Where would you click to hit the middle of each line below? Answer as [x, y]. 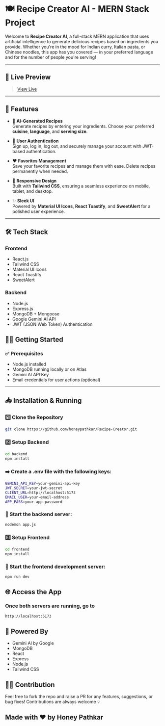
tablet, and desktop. [32, 191]
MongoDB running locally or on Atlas [49, 369]
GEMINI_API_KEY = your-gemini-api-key [42, 484]
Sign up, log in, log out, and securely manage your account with [77, 146]
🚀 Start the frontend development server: [55, 567]
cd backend [16, 454]
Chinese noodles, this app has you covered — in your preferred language [79, 52]
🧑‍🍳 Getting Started [34, 339]
